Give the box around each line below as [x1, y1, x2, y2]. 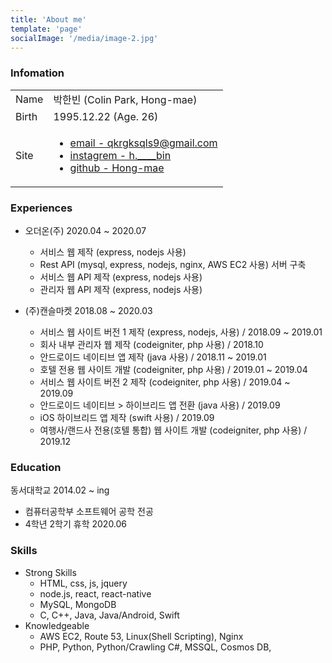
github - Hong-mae [69, 161, 165, 175]
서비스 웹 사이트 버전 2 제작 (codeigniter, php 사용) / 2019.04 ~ [39, 376, 291, 388]
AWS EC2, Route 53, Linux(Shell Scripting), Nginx [39, 630, 244, 642]
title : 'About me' [10, 14, 87, 25]
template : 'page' [10, 24, 83, 34]
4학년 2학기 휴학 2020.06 [24, 518, 128, 530]
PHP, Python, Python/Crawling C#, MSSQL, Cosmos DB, [39, 641, 272, 653]
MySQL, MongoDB [39, 598, 117, 610]
